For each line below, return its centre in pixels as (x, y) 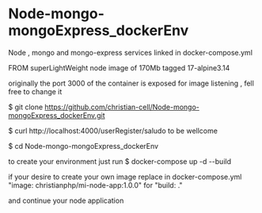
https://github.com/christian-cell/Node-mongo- (122, 107)
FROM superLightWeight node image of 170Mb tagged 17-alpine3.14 (119, 67)
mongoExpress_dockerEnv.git (57, 115)
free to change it (35, 91)
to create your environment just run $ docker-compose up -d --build (120, 161)
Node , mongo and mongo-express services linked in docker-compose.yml (131, 52)
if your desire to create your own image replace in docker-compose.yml (125, 177)
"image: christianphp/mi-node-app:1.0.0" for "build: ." (96, 185)
